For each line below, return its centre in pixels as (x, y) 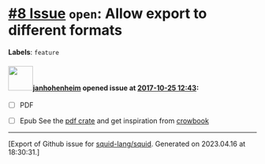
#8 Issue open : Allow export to (108, 14)
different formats (65, 30)
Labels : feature (34, 52)
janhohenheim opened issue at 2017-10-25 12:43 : (116, 88)
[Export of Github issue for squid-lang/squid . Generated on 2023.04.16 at (127, 144)
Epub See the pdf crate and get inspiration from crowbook (114, 121)
